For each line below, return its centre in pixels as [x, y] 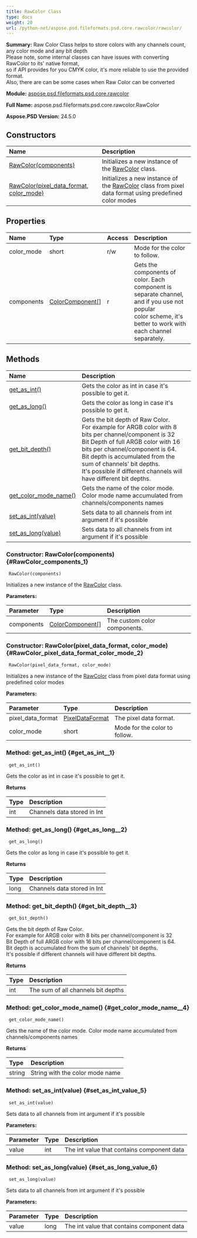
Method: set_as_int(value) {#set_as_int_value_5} [77, 1091]
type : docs [19, 17]
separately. [150, 338]
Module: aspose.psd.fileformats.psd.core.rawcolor [68, 94]
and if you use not [159, 301]
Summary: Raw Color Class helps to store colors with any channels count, [96, 45]
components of [155, 272]
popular [145, 308]
